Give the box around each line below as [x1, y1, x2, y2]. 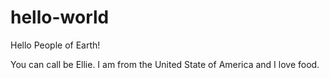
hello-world [10, 6, 110, 29]
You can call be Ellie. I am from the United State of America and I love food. [10, 58, 320, 70]
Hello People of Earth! [10, 39, 101, 51]
